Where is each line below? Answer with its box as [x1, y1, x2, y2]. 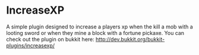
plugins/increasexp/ [6, 42, 55, 49]
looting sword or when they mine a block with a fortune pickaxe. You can [6, 29, 185, 36]
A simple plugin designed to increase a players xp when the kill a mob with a [6, 23, 193, 30]
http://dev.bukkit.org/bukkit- [95, 35, 165, 43]
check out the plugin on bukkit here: [6, 35, 95, 43]
